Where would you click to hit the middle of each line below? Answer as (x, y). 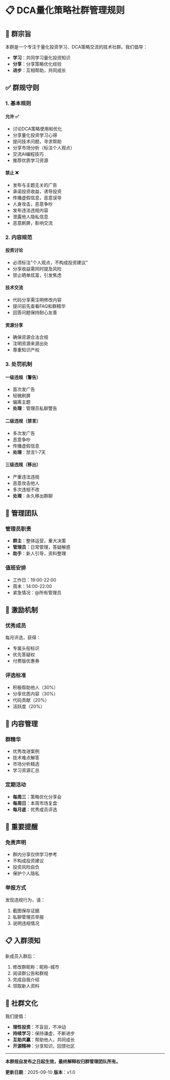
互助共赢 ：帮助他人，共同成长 (44, 1040)
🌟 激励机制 (22, 610)
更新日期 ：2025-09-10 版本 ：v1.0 (40, 1072)
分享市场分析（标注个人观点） (44, 148)
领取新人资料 (26, 986)
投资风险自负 (26, 867)
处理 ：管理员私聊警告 (35, 408)
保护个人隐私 (26, 874)
